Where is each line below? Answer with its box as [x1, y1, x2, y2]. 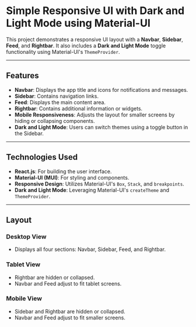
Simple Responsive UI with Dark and [6, 4, 185, 18]
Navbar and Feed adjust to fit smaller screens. [14, 314, 125, 321]
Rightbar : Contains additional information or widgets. [14, 105, 143, 112]
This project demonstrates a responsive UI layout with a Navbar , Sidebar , [6, 36, 184, 43]
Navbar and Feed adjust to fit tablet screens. [14, 280, 122, 287]
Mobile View [6, 294, 43, 302]
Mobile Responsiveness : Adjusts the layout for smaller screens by [14, 111, 175, 118]
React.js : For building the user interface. [14, 168, 112, 175]
